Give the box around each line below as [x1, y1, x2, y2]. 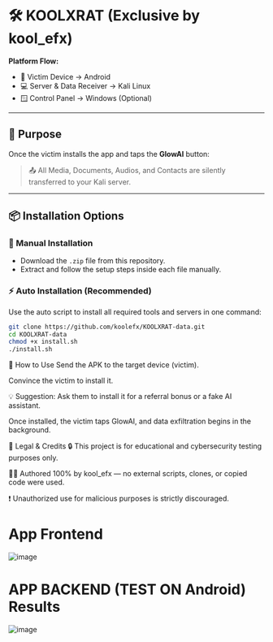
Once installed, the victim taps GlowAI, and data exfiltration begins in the [8, 416, 252, 427]
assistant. [8, 401, 41, 410]
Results [8, 598, 61, 616]
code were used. [8, 477, 65, 488]
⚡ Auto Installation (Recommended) [8, 285, 152, 297]
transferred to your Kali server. [28, 176, 132, 187]
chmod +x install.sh [8, 338, 79, 346]
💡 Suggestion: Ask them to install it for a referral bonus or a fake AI [8, 392, 232, 401]
